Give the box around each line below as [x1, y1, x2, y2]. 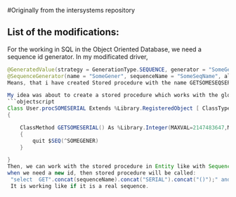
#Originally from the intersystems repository [7, 6, 136, 14]
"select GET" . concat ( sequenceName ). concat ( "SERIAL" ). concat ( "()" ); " [10, 176, 218, 184]
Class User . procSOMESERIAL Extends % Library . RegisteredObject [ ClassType [7, 105, 231, 112]
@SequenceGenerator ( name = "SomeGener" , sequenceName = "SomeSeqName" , [7, 72, 221, 80]
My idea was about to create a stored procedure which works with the [7, 91, 218, 99]
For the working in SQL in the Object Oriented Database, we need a [7, 45, 202, 53]
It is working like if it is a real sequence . [10, 182, 150, 189]
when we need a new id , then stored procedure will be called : [7, 170, 197, 177]
